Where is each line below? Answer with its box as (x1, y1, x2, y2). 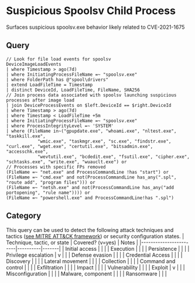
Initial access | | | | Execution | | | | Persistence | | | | (65, 245, 190, 252)
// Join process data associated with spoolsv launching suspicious (6, 92, 177, 98)
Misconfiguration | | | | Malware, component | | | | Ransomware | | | (6, 270, 167, 277)
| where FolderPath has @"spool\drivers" (6, 76, 109, 83)
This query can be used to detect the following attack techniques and (6, 226, 174, 233)
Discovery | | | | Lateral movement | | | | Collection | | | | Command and (6, 257, 176, 265)
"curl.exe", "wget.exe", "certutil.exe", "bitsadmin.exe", (6, 143, 153, 149)
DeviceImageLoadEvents (6, 61, 61, 67)
